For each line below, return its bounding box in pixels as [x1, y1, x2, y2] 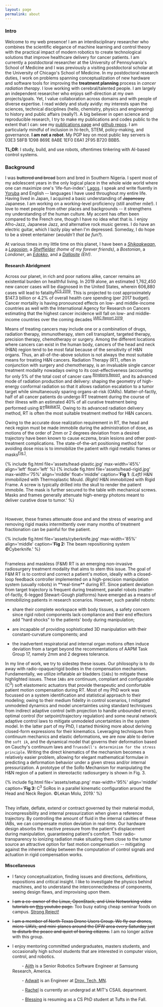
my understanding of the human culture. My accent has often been [5, 211, 140, 217]
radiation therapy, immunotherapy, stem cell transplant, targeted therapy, [5, 331, 151, 337]
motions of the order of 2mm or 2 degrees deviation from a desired [5, 430, 140, 436]
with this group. [12, 934, 44, 940]
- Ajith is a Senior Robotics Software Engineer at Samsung [21, 963, 139, 969]
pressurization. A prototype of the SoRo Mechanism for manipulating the [5, 765, 150, 770]
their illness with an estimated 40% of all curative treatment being [5, 399, 137, 405]
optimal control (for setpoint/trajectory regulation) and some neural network [5, 713, 157, 719]
